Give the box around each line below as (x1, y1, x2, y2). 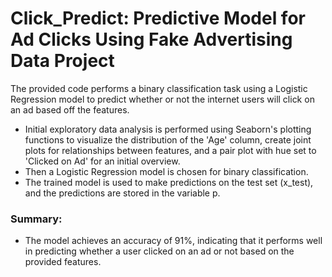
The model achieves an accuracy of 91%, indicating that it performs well (24, 235, 323, 247)
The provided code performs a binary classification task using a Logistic (10, 82, 308, 94)
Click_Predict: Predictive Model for (10, 7, 306, 30)
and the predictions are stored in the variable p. (24, 187, 221, 199)
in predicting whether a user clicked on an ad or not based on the (24, 245, 295, 257)
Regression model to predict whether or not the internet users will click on (10, 93, 315, 105)
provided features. (24, 256, 102, 268)
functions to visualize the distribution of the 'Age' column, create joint (24, 133, 312, 146)
